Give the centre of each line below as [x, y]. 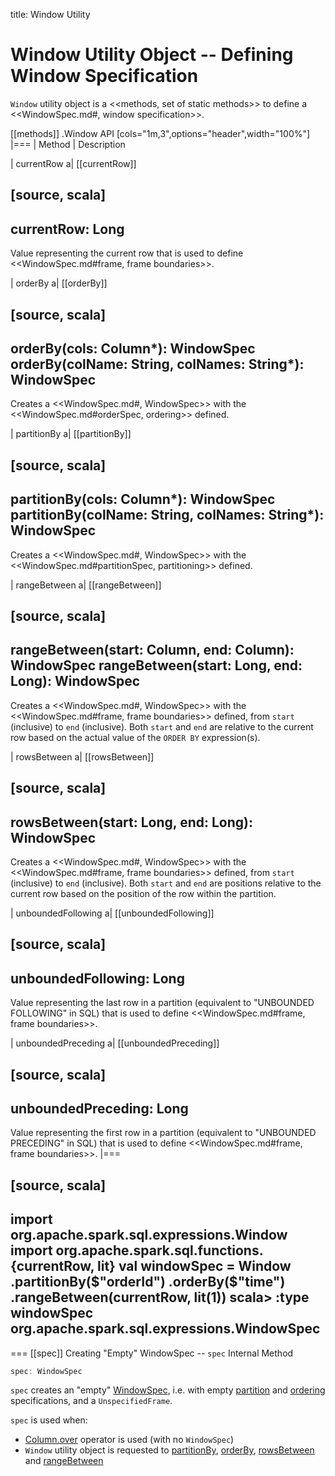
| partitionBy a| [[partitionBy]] [71, 434]
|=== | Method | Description [68, 144]
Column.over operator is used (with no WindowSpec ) [129, 1440]
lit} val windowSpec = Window [194, 1266]
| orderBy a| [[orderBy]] [59, 283]
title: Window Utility [50, 14]
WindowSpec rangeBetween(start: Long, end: [156, 665]
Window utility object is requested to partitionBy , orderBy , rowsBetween [169, 1450]
